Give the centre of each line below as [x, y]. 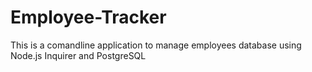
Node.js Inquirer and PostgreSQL [78, 55]
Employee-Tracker [88, 17]
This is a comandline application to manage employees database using [156, 45]
